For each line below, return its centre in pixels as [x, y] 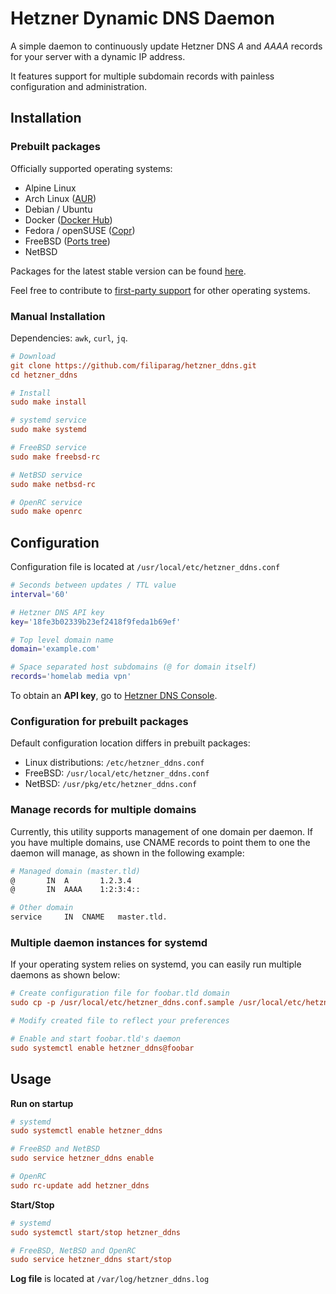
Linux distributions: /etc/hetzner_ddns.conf [114, 763]
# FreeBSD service [48, 448]
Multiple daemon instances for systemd [109, 942]
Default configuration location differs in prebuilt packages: [130, 743]
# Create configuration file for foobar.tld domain [120, 993]
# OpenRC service [46, 502]
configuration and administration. [78, 86]
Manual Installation [58, 316]
